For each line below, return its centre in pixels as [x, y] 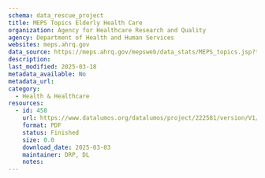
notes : [33, 162]
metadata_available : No [47, 74]
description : [30, 60]
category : [24, 89]
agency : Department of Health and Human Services [91, 37]
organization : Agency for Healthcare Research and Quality [107, 30]
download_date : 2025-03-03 [67, 147]
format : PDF [42, 125]
